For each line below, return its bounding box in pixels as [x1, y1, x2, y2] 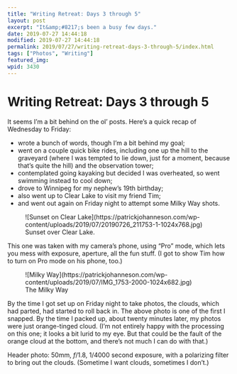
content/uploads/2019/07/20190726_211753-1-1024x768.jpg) [25, 220, 203, 229]
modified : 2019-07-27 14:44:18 [7, 37, 100, 44]
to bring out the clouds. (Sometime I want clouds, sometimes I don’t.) [7, 358, 209, 366]
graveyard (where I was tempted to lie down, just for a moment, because [17, 153, 231, 162]
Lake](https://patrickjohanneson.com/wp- [77, 212, 200, 221]
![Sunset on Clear [25, 212, 77, 221]
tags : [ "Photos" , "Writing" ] [7, 50, 94, 57]
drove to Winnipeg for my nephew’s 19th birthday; [17, 184, 164, 192]
